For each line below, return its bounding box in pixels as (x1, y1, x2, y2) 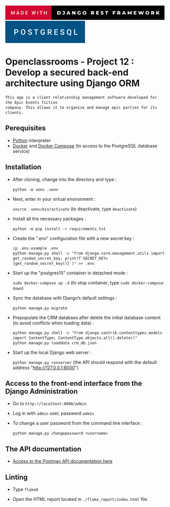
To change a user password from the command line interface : (12, 420, 143, 426)
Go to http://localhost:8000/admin (12, 401, 87, 407)
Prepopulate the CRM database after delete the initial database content (12, 314, 161, 320)
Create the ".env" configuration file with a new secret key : (12, 235, 135, 241)
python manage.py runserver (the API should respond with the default (12, 359, 157, 365)
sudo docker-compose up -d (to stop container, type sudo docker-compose (12, 279, 164, 285)
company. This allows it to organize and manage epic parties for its (5, 105, 157, 111)
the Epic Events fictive (5, 100, 58, 105)
